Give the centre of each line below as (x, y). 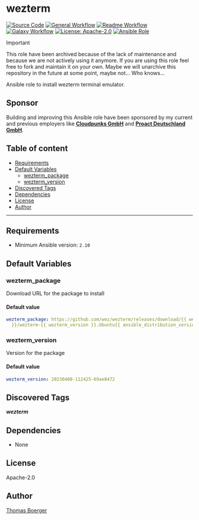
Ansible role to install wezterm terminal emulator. (66, 84)
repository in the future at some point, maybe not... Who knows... (86, 73)
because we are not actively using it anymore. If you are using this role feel (98, 60)
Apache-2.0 (21, 477)
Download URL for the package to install (55, 293)
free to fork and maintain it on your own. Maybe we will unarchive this (91, 66)
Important (18, 43)
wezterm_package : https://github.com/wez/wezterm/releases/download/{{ (96, 319)
